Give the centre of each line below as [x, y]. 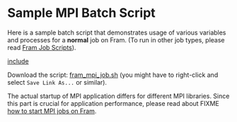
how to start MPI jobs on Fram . [52, 111]
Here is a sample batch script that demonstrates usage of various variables [117, 32]
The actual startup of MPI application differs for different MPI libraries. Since [118, 96]
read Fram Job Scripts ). [42, 47]
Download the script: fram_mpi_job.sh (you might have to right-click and [113, 75]
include [18, 61]
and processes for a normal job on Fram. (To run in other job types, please [116, 39]
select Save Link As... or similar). [57, 82]
